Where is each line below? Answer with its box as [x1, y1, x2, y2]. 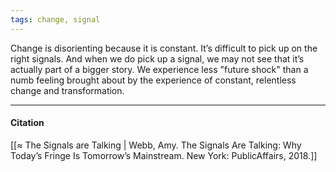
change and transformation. [10, 84, 125, 96]
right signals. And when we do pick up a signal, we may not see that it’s [10, 52, 305, 65]
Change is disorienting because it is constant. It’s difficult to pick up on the [10, 42, 318, 54]
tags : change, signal [10, 14, 101, 25]
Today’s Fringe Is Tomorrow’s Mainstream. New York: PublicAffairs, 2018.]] [10, 149, 318, 161]
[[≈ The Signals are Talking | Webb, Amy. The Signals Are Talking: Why [10, 139, 302, 151]
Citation [10, 117, 45, 129]
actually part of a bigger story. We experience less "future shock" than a [10, 63, 309, 75]
